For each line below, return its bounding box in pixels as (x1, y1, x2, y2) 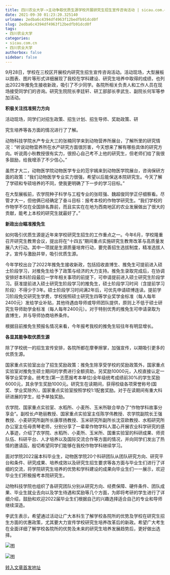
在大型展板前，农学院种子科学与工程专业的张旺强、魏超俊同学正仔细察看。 (5, 191, 160, 197)
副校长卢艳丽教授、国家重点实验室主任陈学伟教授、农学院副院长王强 (20, 411, 163, 417)
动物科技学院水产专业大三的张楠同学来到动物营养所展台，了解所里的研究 (5, 138, 156, 144)
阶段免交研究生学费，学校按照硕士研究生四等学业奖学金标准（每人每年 (9, 293, 156, 300)
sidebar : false (5, 54, 37, 60)
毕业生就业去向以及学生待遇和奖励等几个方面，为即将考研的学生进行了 (14, 490, 160, 496)
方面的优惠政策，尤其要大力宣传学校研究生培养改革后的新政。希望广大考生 (9, 519, 165, 526)
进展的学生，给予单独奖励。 (9, 394, 67, 400)
